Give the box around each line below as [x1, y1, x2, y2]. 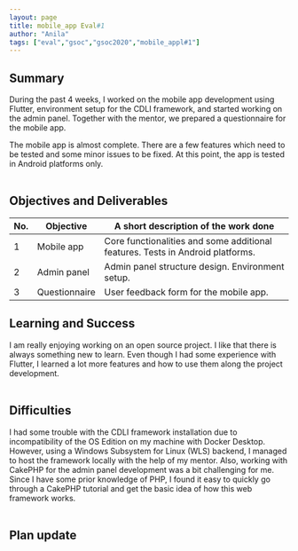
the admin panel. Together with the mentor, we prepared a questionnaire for [9, 113, 286, 124]
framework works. [9, 492, 76, 503]
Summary [9, 70, 65, 85]
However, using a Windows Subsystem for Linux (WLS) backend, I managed [9, 445, 287, 456]
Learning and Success [9, 316, 136, 331]
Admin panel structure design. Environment [104, 260, 285, 272]
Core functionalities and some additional [104, 234, 272, 247]
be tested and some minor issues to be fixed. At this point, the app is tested [9, 149, 286, 160]
